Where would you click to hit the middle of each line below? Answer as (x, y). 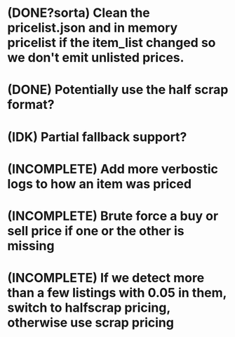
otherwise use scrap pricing (90, 323)
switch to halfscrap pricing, (89, 308)
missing (31, 245)
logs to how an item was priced (99, 184)
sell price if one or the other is (96, 231)
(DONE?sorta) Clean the (79, 13)
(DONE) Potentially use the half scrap (118, 90)
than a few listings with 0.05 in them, (117, 293)
